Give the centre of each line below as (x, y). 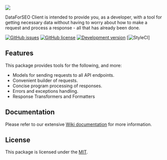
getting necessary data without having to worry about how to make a (76, 22)
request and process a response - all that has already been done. (73, 28)
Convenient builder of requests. (45, 80)
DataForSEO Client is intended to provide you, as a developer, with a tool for (83, 17)
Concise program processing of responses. (57, 86)
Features (19, 53)
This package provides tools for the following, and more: (63, 65)
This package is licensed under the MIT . (47, 152)
